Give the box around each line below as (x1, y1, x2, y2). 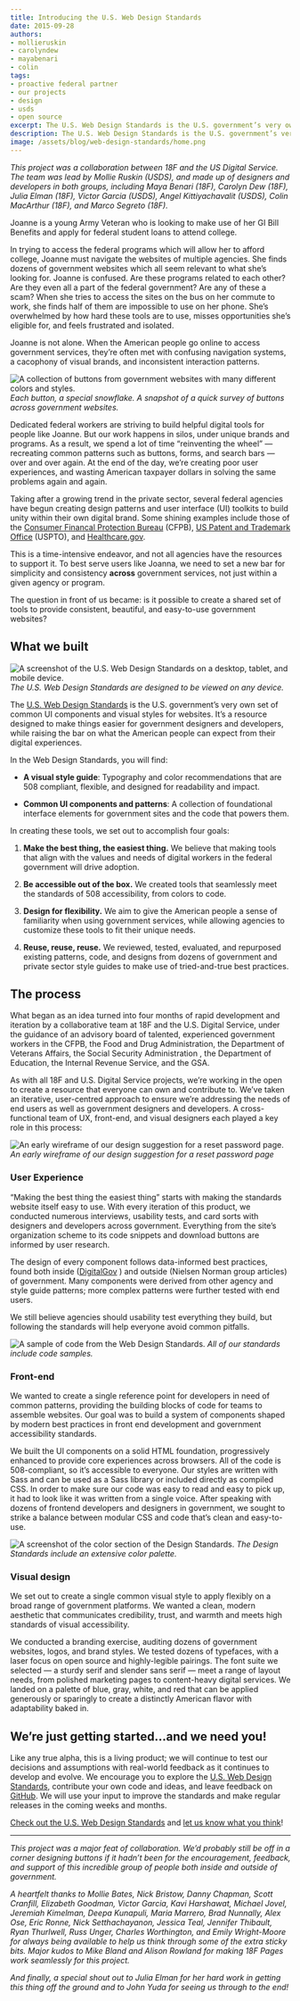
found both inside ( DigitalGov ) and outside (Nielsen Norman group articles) (10, 1266, 288, 1276)
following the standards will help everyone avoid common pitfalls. (10, 1321, 250, 1332)
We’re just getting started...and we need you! (10, 1729, 267, 1744)
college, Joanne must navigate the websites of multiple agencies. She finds (10, 253, 288, 264)
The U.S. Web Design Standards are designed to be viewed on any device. (10, 682, 284, 693)
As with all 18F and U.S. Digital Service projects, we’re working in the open (10, 1075, 283, 1085)
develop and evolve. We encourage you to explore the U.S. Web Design (10, 1772, 272, 1782)
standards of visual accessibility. (10, 1619, 130, 1630)
